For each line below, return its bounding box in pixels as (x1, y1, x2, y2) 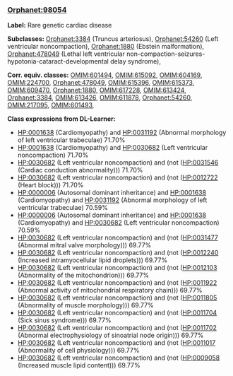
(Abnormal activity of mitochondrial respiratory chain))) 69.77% (17, 286, 203, 295)
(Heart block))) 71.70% (17, 181, 84, 189)
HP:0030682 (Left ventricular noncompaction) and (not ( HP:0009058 (17, 353, 220, 362)
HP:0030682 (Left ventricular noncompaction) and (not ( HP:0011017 (17, 339, 216, 347)
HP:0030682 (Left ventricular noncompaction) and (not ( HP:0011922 (17, 278, 217, 287)
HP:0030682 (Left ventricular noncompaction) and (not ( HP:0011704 (17, 309, 217, 317)
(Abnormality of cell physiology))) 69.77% (17, 346, 140, 355)
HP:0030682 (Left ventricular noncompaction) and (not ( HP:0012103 (17, 264, 217, 272)
